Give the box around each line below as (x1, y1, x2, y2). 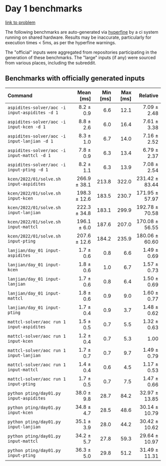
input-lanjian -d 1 (7, 138, 53, 144)
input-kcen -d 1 (7, 124, 46, 130)
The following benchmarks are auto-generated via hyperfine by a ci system (5, 29, 159, 35)
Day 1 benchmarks (5, 3, 83, 14)
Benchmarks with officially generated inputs (5, 74, 145, 82)
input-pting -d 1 (7, 167, 48, 172)
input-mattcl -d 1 (7, 153, 51, 158)
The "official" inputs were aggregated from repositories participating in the (5, 49, 157, 55)
